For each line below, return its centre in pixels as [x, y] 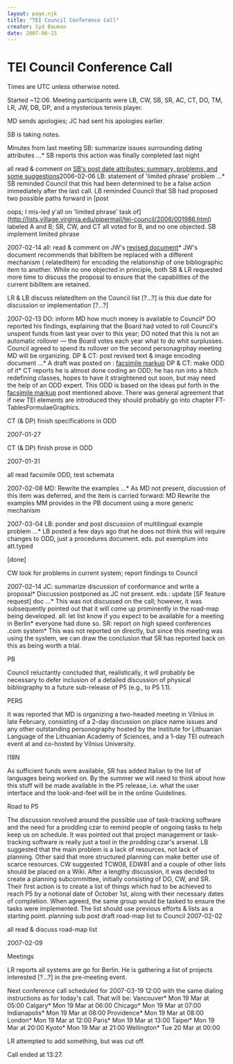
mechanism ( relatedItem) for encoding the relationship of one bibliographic [115, 262]
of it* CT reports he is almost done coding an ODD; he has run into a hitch [113, 371]
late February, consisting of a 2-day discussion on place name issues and [112, 722]
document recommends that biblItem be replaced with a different [100, 255]
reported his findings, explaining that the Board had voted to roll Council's [113, 326]
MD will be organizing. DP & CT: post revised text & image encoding [104, 356]
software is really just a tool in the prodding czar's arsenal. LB [120, 842]
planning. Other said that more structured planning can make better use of [113, 857]
